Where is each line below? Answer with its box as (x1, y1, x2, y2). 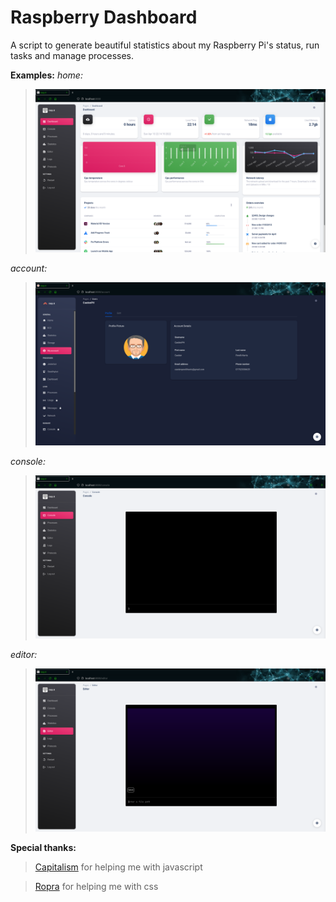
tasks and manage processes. (10, 49, 135, 61)
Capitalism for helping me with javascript (34, 861, 203, 873)
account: (10, 262, 48, 275)
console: (10, 456, 46, 468)
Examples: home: (10, 69, 83, 81)
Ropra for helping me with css (34, 881, 159, 893)
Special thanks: (10, 842, 77, 854)
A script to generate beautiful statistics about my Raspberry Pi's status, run (10, 39, 320, 51)
